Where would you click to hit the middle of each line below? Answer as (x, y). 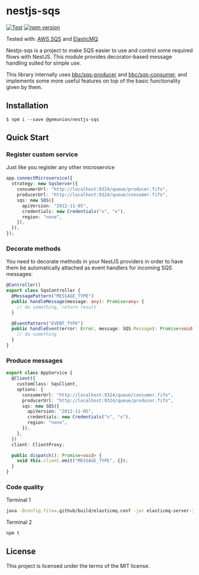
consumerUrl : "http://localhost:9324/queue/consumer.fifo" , (97, 395)
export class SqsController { (44, 291)
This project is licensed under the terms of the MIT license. (78, 566)
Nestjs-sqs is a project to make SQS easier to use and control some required (99, 50)
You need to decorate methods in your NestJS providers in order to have (95, 262)
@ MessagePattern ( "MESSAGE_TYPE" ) (53, 296)
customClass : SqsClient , (47, 384)
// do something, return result (57, 307)
